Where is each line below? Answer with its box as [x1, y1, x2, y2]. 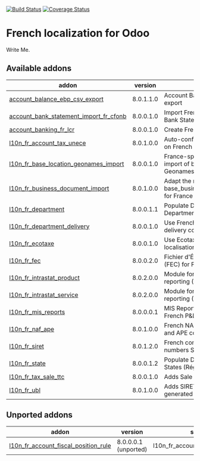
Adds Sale [164, 372, 192, 381]
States [164, 363, 182, 371]
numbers [164, 345, 189, 354]
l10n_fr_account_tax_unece [9, 139, 86, 147]
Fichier [164, 253, 183, 261]
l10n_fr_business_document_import [9, 184, 110, 192]
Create [164, 125, 183, 133]
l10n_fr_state [9, 359, 46, 367]
